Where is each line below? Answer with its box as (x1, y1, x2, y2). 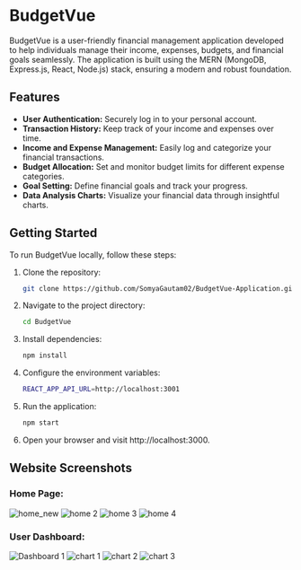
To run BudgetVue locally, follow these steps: (9, 249, 177, 260)
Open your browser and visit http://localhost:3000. (22, 434, 210, 445)
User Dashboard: (9, 531, 85, 543)
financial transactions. (22, 152, 105, 162)
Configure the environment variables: (22, 367, 161, 378)
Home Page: (9, 487, 65, 500)
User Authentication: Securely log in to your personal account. (22, 113, 258, 124)
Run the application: (22, 401, 97, 412)
